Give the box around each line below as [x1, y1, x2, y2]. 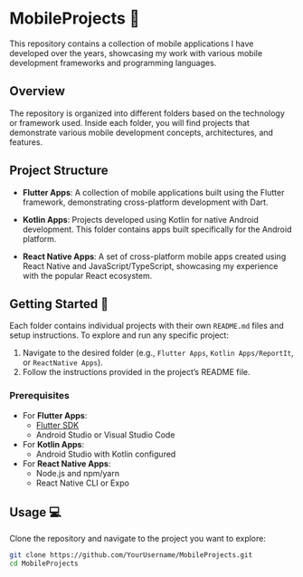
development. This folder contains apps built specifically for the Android [22, 224, 292, 235]
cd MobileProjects [9, 559, 79, 569]
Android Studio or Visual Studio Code [35, 429, 175, 440]
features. [9, 136, 43, 148]
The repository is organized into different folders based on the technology [9, 108, 285, 119]
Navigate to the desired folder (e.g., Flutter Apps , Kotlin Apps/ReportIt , [22, 348, 294, 359]
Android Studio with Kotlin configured [35, 448, 176, 459]
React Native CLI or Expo [35, 477, 129, 488]
